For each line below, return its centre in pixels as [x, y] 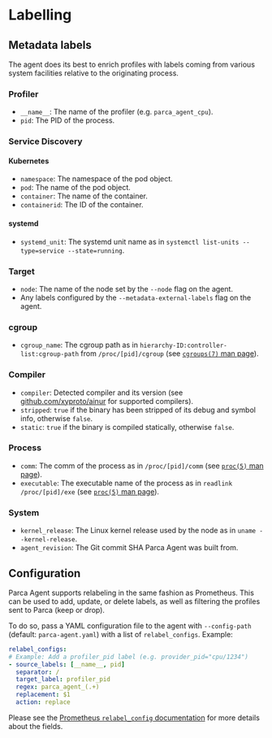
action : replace [43, 702]
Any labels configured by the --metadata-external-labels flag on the [136, 297]
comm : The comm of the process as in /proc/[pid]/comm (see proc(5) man [142, 466]
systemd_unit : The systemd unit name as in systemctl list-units [130, 241]
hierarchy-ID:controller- [183, 346]
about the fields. [36, 726]
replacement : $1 [43, 695]
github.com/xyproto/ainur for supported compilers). [106, 401]
